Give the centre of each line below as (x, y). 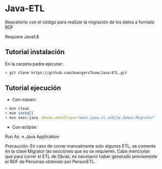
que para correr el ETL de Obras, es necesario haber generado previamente (81, 156)
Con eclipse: (25, 127)
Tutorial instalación (35, 52)
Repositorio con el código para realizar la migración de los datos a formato (80, 22)
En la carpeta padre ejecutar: (34, 63)
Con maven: (24, 100)
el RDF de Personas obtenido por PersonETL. (50, 162)
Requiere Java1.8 (22, 37)
